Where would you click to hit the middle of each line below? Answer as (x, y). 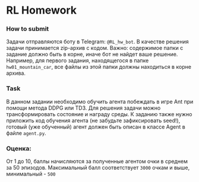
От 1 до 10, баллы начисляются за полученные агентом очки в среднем (97, 161)
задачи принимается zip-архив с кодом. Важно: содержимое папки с (95, 48)
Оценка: (19, 148)
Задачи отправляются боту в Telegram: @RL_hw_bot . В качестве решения (97, 41)
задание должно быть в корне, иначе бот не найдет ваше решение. (92, 55)
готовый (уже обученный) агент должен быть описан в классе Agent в (96, 127)
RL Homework (42, 10)
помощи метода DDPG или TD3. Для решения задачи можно (83, 108)
